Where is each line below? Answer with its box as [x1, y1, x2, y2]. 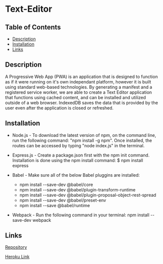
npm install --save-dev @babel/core [19, 182, 93, 187]
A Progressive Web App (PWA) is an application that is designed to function [5, 74, 158, 79]
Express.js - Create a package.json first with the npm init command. [12, 152, 150, 158]
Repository [5, 244, 27, 250]
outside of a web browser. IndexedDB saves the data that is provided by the [5, 100, 158, 106]
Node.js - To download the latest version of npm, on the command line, [12, 132, 156, 138]
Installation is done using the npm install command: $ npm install [12, 157, 143, 163]
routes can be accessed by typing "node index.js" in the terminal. [12, 142, 145, 148]
